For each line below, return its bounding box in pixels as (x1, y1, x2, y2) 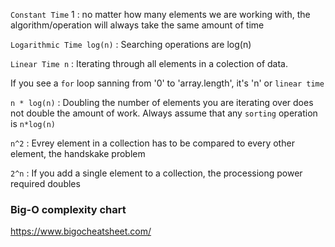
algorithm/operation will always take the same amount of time (10, 19, 265, 31)
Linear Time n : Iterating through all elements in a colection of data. (10, 58, 288, 69)
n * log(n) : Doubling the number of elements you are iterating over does (10, 97, 314, 108)
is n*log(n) (10, 118, 56, 129)
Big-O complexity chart (10, 202, 127, 216)
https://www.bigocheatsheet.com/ (10, 225, 152, 238)
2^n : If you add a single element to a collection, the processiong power (10, 167, 303, 179)
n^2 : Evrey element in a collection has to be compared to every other (10, 137, 295, 149)
